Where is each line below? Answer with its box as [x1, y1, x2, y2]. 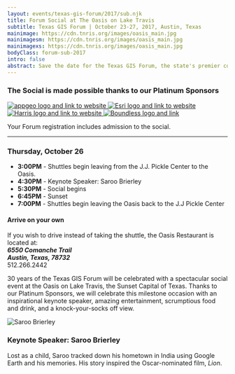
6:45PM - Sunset [17, 192, 68, 200]
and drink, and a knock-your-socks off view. [7, 304, 135, 312]
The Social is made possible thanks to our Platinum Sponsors [7, 85, 219, 95]
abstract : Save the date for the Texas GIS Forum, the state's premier [7, 62, 220, 69]
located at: [7, 239, 38, 247]
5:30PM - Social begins [17, 185, 87, 193]
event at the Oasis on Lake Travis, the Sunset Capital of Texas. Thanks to [7, 282, 218, 291]
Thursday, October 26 [7, 146, 84, 156]
